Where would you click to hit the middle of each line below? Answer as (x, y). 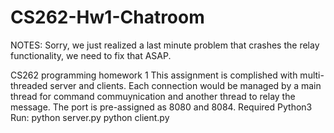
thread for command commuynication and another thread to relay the (153, 96)
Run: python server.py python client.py (90, 117)
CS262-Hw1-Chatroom (107, 17)
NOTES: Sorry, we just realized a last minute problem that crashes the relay (165, 45)
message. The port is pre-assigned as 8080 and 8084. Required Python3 (161, 107)
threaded (29, 85)
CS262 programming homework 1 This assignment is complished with (154, 75)
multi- (312, 75)
